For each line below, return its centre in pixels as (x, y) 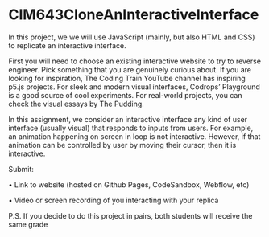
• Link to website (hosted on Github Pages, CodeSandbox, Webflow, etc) (129, 184)
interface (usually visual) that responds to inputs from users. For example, (131, 128)
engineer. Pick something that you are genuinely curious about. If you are (130, 69)
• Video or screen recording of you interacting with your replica (114, 200)
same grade (28, 224)
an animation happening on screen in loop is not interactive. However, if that (134, 136)
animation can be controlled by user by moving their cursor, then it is (122, 145)
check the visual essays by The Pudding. (77, 104)
